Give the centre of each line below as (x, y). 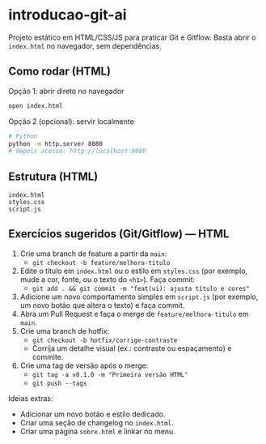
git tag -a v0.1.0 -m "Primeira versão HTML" (110, 374)
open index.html (36, 106)
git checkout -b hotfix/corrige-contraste (105, 340)
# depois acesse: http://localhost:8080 (78, 152)
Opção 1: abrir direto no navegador (66, 91)
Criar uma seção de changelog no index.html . (97, 422)
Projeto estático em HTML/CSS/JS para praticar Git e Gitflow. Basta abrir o (132, 37)
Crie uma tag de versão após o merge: (84, 365)
